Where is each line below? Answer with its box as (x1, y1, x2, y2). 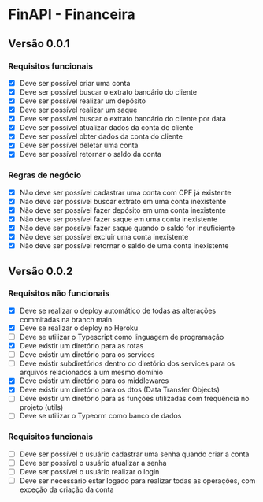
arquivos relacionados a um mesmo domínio (19, 368, 164, 377)
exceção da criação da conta (19, 485, 114, 494)
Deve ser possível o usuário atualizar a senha (19, 458, 167, 467)
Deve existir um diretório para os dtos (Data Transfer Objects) (19, 385, 220, 395)
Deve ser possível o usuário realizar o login (19, 467, 160, 476)
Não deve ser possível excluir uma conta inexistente (19, 232, 189, 242)
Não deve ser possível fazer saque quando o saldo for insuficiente (19, 223, 235, 232)
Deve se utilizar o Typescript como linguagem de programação (19, 332, 224, 341)
